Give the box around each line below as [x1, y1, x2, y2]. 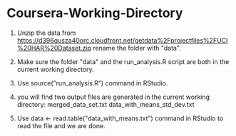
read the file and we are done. [16, 121, 106, 130]
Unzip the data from [16, 28, 76, 37]
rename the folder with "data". [93, 43, 181, 52]
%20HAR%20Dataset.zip [16, 43, 92, 52]
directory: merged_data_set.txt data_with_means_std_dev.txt [16, 100, 195, 108]
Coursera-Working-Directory [6, 5, 183, 21]
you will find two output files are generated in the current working [16, 93, 210, 101]
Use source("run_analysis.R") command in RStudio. [16, 78, 168, 87]
